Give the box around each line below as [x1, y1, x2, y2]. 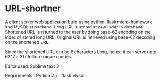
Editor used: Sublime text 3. [5, 63, 60, 69]
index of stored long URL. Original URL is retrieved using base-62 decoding [5, 34, 156, 40]
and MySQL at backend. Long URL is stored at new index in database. [5, 24, 144, 29]
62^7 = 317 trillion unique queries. [5, 54, 73, 59]
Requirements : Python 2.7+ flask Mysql [5, 72, 85, 78]
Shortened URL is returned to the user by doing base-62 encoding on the [5, 29, 151, 35]
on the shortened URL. [5, 39, 50, 45]
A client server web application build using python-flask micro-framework [5, 19, 152, 25]
